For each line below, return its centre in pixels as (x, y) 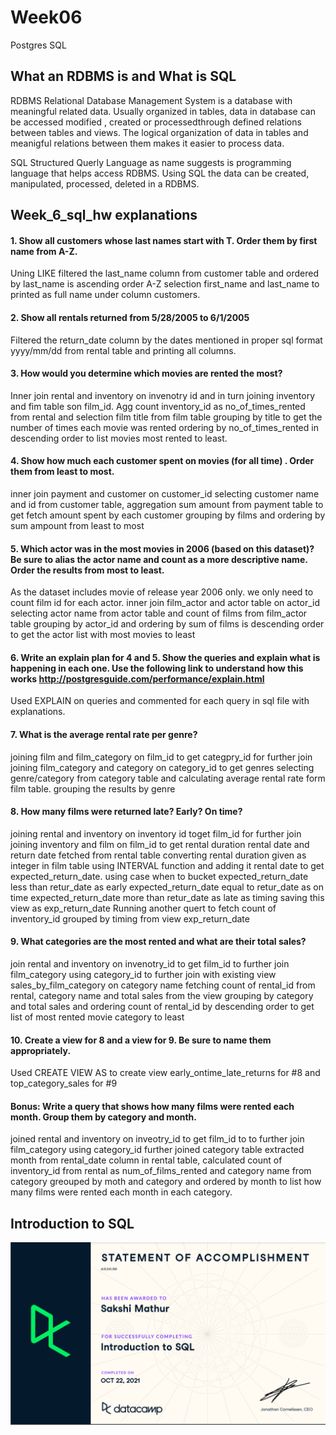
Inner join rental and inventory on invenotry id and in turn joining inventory (162, 395)
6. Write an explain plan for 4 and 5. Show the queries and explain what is (165, 657)
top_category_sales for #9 (64, 1083)
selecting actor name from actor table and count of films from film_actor (159, 613)
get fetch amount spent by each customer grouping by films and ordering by (168, 515)
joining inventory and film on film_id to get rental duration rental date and (160, 844)
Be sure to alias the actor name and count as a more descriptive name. (159, 559)
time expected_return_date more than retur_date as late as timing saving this (167, 897)
